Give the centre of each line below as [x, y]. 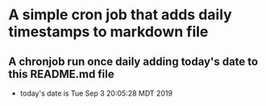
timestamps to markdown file [108, 32]
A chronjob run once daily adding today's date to [133, 61]
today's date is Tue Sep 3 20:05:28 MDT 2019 [96, 93]
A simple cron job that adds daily [120, 15]
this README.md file [61, 74]
